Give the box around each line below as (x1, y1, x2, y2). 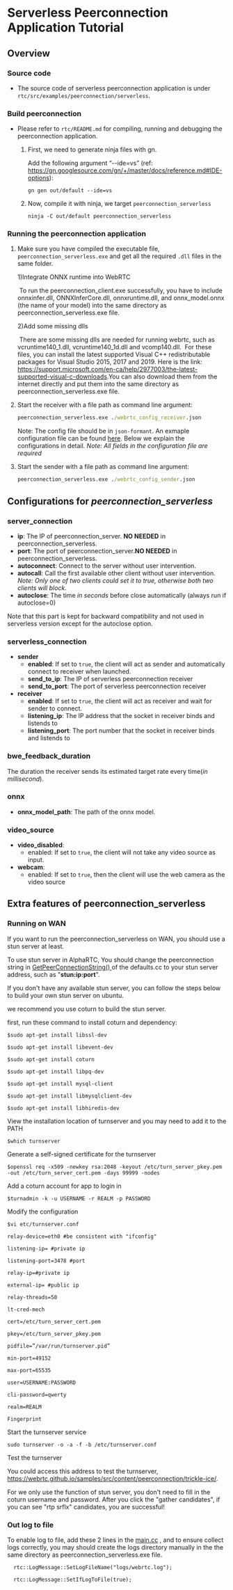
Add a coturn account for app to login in (7, 1182, 122, 1190)
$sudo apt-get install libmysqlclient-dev (7, 1092, 132, 1099)
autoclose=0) (17, 598, 56, 607)
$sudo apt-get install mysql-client (7, 1080, 113, 1087)
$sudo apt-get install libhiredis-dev (7, 1104, 120, 1111)
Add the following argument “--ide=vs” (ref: (27, 159, 153, 168)
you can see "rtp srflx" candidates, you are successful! (7, 1502, 166, 1511)
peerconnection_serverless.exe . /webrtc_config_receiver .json (17, 414, 202, 422)
